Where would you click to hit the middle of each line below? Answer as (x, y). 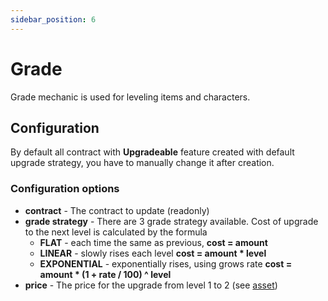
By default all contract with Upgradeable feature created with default (152, 152)
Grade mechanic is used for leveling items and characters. (130, 97)
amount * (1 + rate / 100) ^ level (105, 274)
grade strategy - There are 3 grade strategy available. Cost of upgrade (171, 221)
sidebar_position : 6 (53, 19)
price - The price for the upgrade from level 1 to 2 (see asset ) (151, 285)
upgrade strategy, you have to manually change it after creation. (142, 163)
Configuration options (65, 189)
